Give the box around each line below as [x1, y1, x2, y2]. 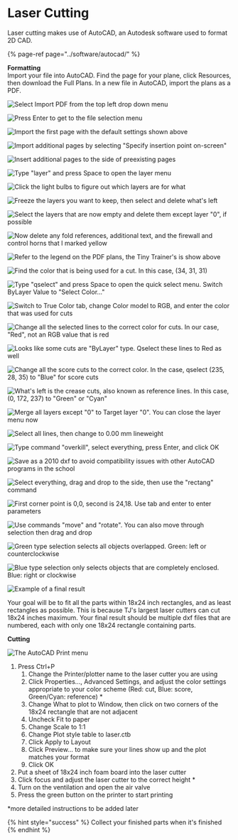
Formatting [7, 63, 41, 72]
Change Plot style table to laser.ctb [28, 730, 131, 738]
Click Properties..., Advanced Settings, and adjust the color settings [28, 677, 227, 686]
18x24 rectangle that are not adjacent [28, 707, 139, 716]
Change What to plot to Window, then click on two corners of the [28, 699, 219, 708]
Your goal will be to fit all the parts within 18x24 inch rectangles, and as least [7, 598, 232, 606]
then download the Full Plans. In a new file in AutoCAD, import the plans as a [7, 78, 231, 87]
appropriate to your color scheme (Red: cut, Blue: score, [28, 684, 193, 693]
